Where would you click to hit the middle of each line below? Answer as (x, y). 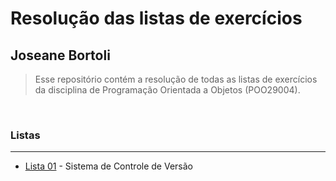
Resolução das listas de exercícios (156, 18)
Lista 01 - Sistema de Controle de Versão (108, 166)
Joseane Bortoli (60, 55)
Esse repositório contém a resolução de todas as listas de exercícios (176, 79)
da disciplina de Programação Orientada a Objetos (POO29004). (167, 90)
